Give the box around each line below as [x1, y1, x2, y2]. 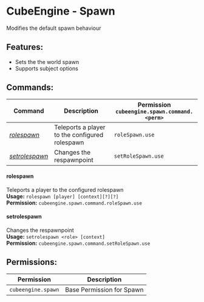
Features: [6, 42, 44, 52]
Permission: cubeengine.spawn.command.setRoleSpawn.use [6, 239, 151, 247]
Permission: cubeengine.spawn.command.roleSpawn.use [6, 199, 143, 206]
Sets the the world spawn [15, 58, 80, 65]
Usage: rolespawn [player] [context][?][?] [6, 192, 119, 200]
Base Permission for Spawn [64, 285, 144, 293]
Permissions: [6, 257, 58, 267]
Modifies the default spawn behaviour [6, 24, 101, 32]
